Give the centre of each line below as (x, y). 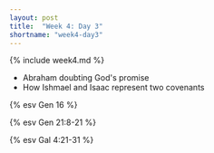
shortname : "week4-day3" (56, 34)
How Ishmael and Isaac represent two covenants (113, 88)
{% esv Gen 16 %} (44, 105)
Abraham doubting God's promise (86, 78)
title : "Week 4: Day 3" (56, 26)
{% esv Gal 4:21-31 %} (52, 140)
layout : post (34, 18)
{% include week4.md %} (57, 61)
